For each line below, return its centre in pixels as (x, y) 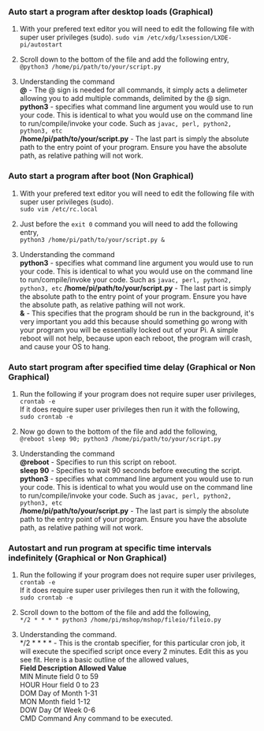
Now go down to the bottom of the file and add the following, (119, 431)
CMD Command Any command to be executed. (96, 718)
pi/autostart (41, 45)
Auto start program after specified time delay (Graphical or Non (132, 367)
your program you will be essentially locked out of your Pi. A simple (129, 330)
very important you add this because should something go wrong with (134, 321)
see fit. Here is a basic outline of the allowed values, (104, 660)
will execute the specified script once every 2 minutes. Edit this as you (134, 651)
